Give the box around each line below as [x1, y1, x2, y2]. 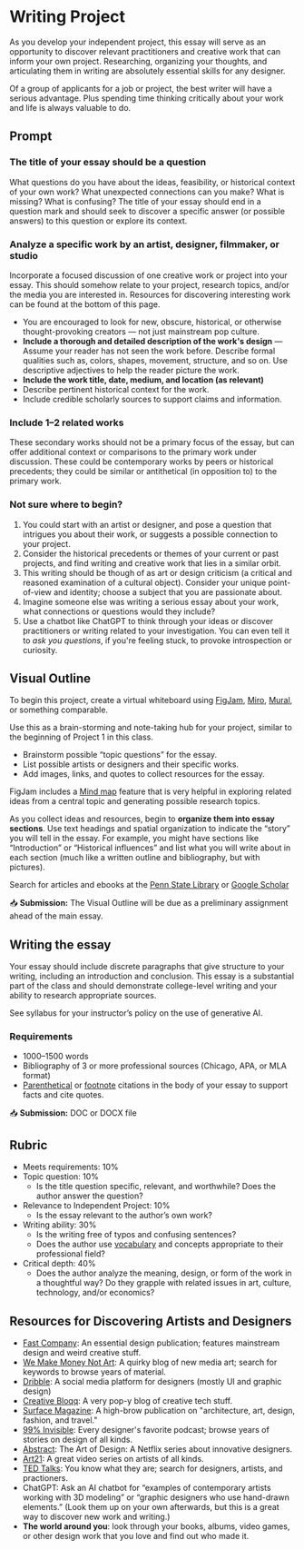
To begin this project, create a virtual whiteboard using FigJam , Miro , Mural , [9, 695, 293, 706]
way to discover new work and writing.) [22, 1511, 171, 1523]
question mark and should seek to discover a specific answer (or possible [9, 205, 286, 216]
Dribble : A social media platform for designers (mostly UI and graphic [22, 1376, 282, 1387]
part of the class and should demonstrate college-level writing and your [9, 980, 278, 991]
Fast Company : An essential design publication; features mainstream [22, 1337, 280, 1348]
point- [268, 577, 291, 588]
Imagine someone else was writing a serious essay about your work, [22, 596, 279, 607]
